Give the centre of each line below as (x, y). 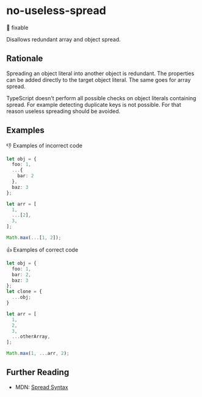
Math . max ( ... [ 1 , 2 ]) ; (34, 238)
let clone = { (24, 292)
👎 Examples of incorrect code (44, 145)
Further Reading (38, 372)
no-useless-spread (56, 11)
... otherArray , (31, 337)
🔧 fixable (17, 27)
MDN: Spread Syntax (41, 387)
